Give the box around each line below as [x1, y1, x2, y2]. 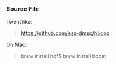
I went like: [6, 18, 33, 25]
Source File [6, 5, 40, 13]
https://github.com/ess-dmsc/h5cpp [20, 30, 110, 37]
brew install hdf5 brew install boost [20, 53, 107, 60]
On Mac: [6, 41, 27, 49]
